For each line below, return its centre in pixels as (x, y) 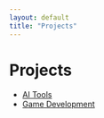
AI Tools (37, 95)
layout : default (39, 17)
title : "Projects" (43, 26)
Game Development (58, 105)
